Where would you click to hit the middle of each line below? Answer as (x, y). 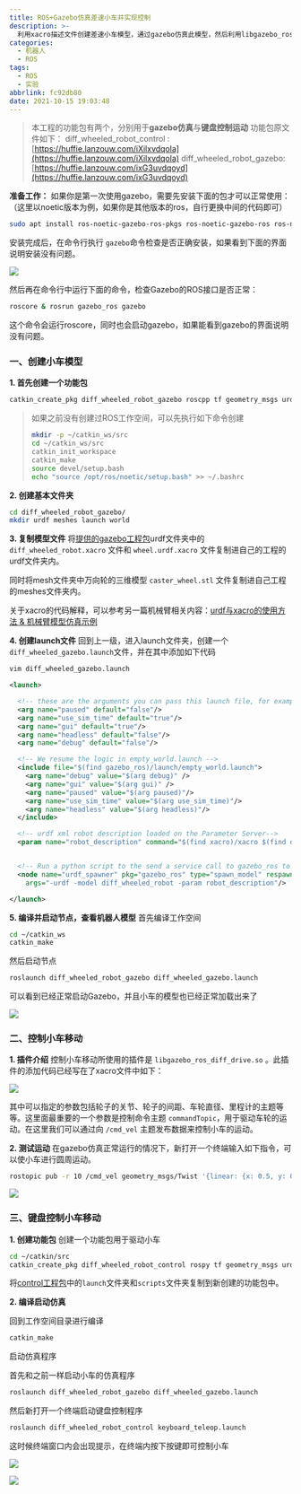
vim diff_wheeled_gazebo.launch (69, 669)
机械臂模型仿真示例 (62, 622)
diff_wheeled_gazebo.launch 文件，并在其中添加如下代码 (113, 652)
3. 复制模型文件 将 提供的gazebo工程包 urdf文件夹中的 (107, 538)
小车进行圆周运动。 (60, 1159)
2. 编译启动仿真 (38, 1302)
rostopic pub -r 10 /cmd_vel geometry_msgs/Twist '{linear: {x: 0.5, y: (148, 1176)
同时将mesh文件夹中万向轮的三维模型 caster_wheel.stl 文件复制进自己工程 (148, 581)
